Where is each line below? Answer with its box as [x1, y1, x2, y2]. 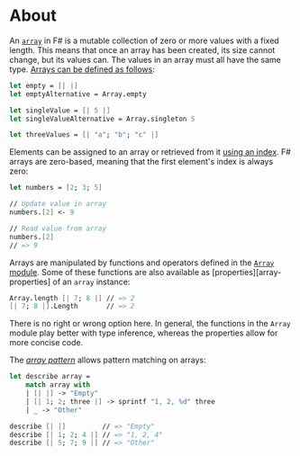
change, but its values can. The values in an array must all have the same [9, 54, 281, 65]
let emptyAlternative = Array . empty [9, 89, 147, 99]
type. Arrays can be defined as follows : [9, 64, 156, 75]
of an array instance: [52, 276, 131, 287]
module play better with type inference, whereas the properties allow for [9, 327, 278, 338]
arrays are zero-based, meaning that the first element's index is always [9, 156, 274, 167]
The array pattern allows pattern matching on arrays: [9, 354, 206, 365]
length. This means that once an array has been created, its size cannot [9, 44, 276, 55]
